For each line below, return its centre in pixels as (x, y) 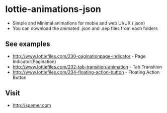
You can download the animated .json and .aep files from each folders (85, 28)
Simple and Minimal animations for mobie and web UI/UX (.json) (79, 23)
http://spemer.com (32, 105)
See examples (28, 44)
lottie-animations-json (53, 9)
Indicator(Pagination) (34, 61)
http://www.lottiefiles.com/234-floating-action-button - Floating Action (86, 72)
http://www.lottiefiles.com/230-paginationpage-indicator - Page (79, 56)
